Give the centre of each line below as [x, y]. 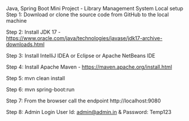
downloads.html [25, 44]
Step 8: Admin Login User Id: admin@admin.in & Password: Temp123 [89, 112]
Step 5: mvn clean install [36, 78]
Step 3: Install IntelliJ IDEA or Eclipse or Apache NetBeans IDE [81, 56]
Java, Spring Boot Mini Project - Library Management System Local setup [94, 8]
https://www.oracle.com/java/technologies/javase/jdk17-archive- [84, 38]
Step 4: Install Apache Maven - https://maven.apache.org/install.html [89, 67]
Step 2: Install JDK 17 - [33, 32]
